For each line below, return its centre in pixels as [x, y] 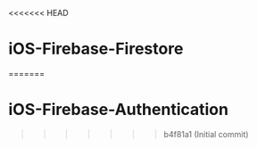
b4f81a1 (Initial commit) [206, 134]
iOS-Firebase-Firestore [96, 49]
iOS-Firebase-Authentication [119, 110]
